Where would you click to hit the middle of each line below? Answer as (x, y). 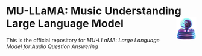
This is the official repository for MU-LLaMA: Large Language (83, 40)
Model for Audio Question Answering (52, 46)
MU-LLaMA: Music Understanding (94, 11)
